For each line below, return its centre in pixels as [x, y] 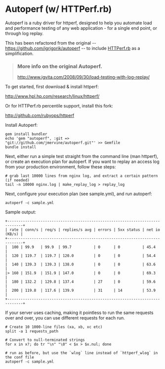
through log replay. [24, 33]
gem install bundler [26, 134]
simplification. [19, 53]
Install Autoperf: [21, 125]
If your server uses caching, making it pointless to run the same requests [79, 313]
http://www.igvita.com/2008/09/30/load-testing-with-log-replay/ [83, 77]
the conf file [20, 358]
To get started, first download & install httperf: [52, 87]
